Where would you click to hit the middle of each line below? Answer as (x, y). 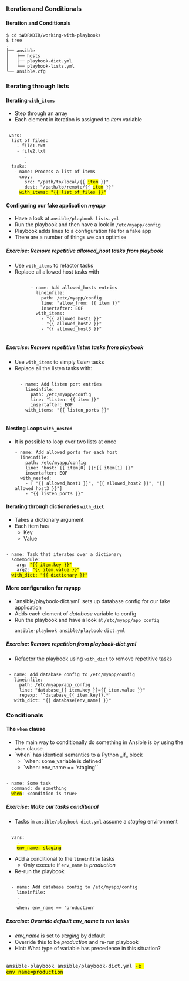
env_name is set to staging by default (60, 936)
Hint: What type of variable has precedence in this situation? (88, 949)
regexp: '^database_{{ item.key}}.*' (65, 695)
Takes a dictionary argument (49, 519)
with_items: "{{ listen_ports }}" (67, 410)
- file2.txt (31, 151)
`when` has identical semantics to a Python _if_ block (78, 755)
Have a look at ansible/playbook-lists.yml (67, 218)
